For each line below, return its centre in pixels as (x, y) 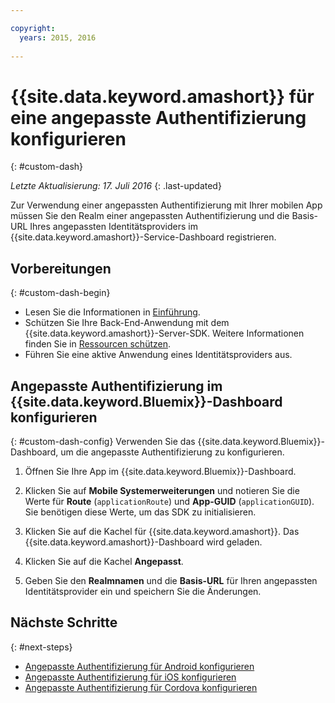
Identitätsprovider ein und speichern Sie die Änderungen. (143, 591)
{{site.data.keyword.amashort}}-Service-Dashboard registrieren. (143, 237)
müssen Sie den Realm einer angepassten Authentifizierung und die (150, 216)
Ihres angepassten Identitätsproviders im (113, 227)
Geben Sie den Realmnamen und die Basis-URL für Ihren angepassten (171, 580)
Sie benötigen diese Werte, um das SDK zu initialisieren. (140, 512)
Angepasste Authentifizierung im (116, 386)
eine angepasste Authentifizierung (158, 117)
